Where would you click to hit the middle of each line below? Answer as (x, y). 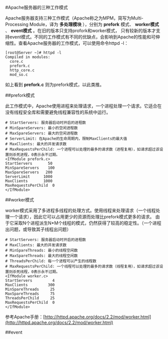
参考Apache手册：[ (25, 317)
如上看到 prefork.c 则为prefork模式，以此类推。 (55, 85)
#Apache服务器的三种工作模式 (37, 7)
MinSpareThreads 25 (30, 289)
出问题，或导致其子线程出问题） (38, 229)
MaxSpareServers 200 (29, 172)
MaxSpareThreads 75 (30, 294)
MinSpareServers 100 (30, 168)
